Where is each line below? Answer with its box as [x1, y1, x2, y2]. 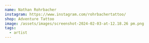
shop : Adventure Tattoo [5, 16, 55, 21]
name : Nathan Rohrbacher [5, 7, 57, 12]
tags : [5, 26, 16, 31]
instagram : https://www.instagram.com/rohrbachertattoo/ [5, 12, 126, 17]
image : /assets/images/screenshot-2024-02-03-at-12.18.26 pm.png [5, 21, 144, 26]
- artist [9, 30, 28, 35]
